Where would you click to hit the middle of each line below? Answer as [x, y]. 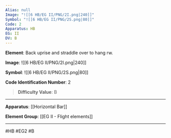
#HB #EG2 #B [20, 131]
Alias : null [18, 10]
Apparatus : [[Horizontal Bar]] [36, 107]
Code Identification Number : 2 [38, 82]
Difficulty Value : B [37, 92]
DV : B [11, 39]
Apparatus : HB [20, 29]
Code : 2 [13, 24]
